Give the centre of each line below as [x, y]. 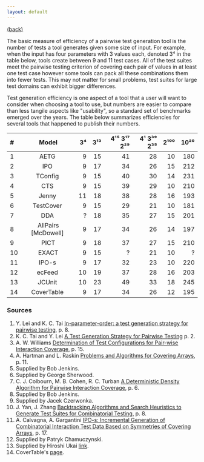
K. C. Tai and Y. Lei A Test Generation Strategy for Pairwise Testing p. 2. [105, 336]
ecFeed [47, 272]
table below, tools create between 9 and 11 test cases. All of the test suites [100, 60]
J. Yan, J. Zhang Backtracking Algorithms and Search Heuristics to [98, 407]
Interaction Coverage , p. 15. [50, 349]
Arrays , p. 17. [31, 433]
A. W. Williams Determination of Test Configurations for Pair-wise [97, 343]
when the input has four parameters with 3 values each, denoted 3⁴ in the [99, 54]
